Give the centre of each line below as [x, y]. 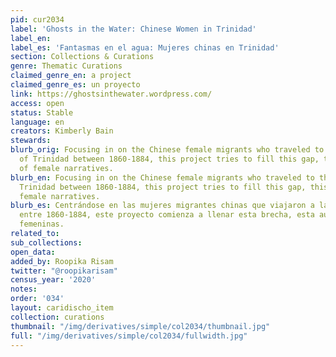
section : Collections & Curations [82, 57]
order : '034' [37, 299]
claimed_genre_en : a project [71, 76]
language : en [37, 122]
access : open [37, 103]
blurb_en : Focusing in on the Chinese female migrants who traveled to [162, 177]
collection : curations [57, 317]
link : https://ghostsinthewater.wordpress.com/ [111, 94]
